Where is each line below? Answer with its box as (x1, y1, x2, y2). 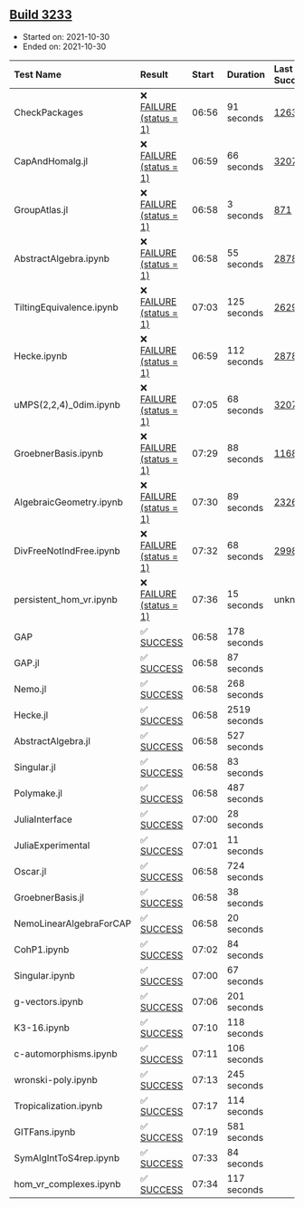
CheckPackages (14, 106, 84, 119)
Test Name (14, 68, 62, 81)
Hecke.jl (14, 709, 49, 721)
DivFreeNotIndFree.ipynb (14, 544, 120, 556)
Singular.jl (14, 760, 56, 773)
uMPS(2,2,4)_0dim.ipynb (14, 398, 120, 411)
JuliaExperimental (14, 838, 90, 851)
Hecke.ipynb (14, 349, 68, 362)
